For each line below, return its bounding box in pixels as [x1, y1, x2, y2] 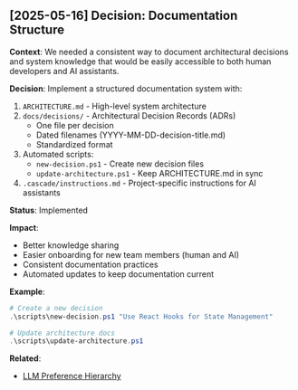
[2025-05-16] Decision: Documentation [9, 8, 238, 24]
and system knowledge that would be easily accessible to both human [9, 55, 272, 67]
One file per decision [35, 119, 115, 130]
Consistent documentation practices [22, 259, 159, 270]
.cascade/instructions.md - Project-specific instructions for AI [22, 177, 256, 188]
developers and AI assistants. [9, 65, 120, 76]
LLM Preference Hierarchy [22, 371, 121, 382]
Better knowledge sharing [22, 240, 120, 251]
